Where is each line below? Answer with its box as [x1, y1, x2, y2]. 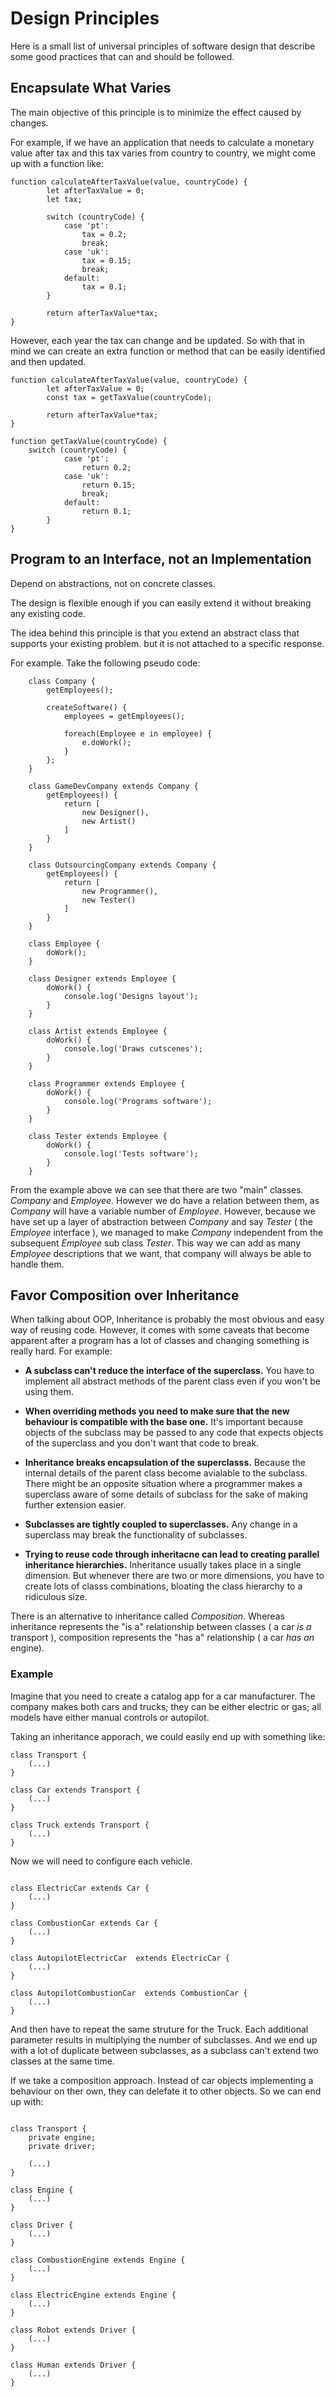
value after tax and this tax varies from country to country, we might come [10, 147, 316, 159]
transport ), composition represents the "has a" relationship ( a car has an [10, 1632, 315, 1644]
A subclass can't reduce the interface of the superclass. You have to [24, 1365, 315, 1377]
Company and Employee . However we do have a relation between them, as [10, 1194, 320, 1206]
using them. [24, 1386, 74, 1398]
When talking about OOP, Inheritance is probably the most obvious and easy [10, 1313, 325, 1326]
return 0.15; [81, 480, 137, 490]
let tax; [46, 194, 83, 204]
